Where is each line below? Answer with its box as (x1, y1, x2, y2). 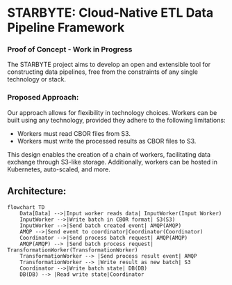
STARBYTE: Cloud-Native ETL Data (7, 5, 214, 21)
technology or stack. (7, 75, 66, 84)
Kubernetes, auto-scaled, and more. (7, 165, 111, 174)
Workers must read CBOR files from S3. (17, 129, 131, 137)
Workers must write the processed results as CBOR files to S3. (17, 137, 197, 145)
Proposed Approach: (7, 93, 79, 102)
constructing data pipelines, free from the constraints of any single (7, 68, 198, 76)
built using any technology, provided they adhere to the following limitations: (7, 116, 226, 124)
